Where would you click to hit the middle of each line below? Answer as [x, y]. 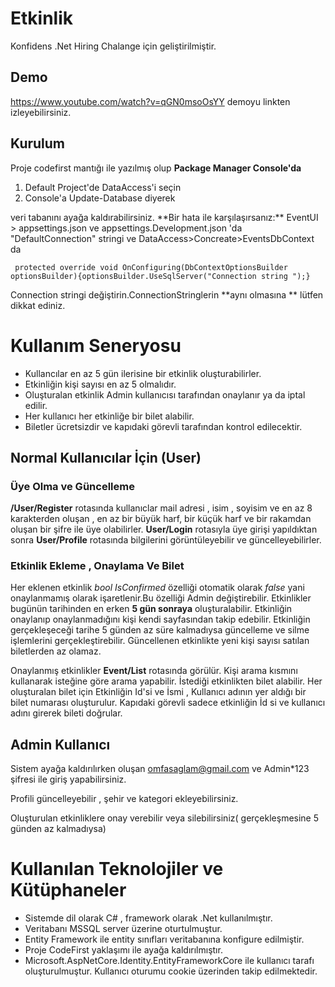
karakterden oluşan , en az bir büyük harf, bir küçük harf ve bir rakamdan [161, 519]
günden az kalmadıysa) [58, 829]
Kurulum [38, 143]
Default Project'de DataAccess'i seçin [103, 187]
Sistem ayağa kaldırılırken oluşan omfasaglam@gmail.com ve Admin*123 [160, 769]
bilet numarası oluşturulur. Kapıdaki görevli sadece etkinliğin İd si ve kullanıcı [168, 703]
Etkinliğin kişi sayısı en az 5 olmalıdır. [100, 384]
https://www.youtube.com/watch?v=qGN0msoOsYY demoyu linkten [150, 101]
